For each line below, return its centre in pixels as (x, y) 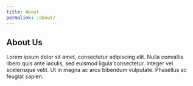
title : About (23, 12)
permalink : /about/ (31, 18)
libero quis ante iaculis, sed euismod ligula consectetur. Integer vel (90, 63)
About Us (24, 42)
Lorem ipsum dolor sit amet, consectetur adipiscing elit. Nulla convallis (95, 57)
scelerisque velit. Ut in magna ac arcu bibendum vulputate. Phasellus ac (96, 70)
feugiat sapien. (25, 76)
